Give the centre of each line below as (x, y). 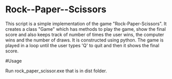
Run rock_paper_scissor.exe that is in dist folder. (56, 71)
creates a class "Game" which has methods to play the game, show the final (86, 29)
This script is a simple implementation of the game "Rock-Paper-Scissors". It (86, 24)
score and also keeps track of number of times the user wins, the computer (85, 34)
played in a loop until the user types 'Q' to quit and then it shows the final (82, 45)
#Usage (14, 61)
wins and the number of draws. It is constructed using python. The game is (84, 40)
